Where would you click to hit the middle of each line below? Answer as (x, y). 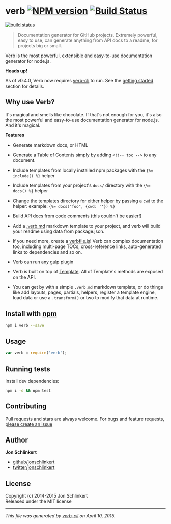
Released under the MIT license (39, 501)
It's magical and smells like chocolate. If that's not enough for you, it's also (83, 114)
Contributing (26, 407)
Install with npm (31, 314)
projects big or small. (40, 45)
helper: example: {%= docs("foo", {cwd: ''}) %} (64, 206)
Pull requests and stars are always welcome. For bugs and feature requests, (85, 419)
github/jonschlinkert (34, 462)
